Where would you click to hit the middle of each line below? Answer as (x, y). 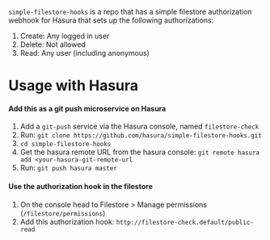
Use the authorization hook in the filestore (81, 186)
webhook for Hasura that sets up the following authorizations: (111, 20)
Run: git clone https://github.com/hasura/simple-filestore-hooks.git (141, 135)
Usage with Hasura (74, 86)
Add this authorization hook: (67, 221)
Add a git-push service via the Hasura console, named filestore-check (139, 126)
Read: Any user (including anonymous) (84, 53)
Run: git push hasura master (68, 168)
